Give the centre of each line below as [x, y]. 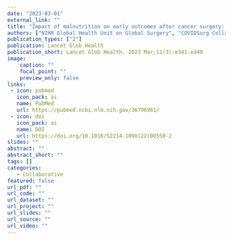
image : [17, 59]
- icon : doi [27, 116]
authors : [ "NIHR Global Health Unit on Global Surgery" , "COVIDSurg [108, 33]
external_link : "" [34, 20]
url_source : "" [29, 219]
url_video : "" [28, 225]
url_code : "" [26, 194]
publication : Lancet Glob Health [55, 46]
